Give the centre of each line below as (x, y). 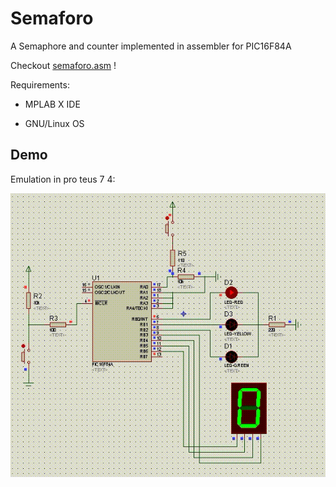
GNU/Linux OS (54, 123)
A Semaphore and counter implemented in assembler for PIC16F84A (151, 46)
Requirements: (40, 84)
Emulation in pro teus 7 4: (63, 179)
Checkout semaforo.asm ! (63, 65)
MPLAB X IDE (52, 104)
